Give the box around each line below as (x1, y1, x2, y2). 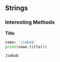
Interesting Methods (5, 19, 55, 26)
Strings (5, 4, 28, 12)
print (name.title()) (5, 44, 48, 49)
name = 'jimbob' (5, 40, 36, 45)
